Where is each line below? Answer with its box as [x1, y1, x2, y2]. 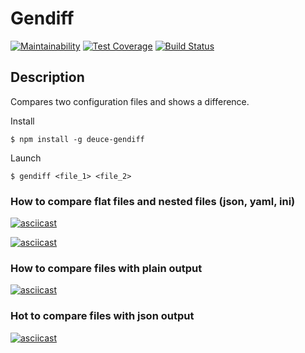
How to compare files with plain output [10, 261, 203, 275]
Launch [10, 152, 42, 164]
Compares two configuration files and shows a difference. [10, 95, 250, 107]
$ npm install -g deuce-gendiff [10, 134, 145, 144]
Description [10, 69, 85, 86]
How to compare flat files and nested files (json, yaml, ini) [10, 194, 296, 208]
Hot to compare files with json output [10, 309, 195, 323]
